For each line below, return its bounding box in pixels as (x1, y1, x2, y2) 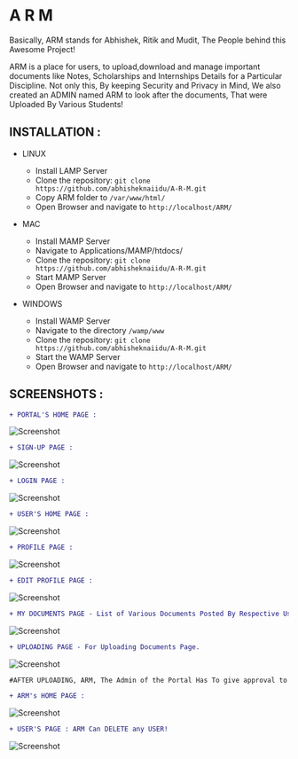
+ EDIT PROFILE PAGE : (9, 575, 93, 585)
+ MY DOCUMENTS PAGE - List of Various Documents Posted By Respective (9, 609, 279, 618)
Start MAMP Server (35, 271, 106, 282)
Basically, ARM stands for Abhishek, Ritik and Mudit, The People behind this (9, 35, 286, 45)
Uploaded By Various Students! (9, 98, 124, 109)
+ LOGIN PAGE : (9, 476, 66, 486)
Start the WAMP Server (35, 351, 121, 362)
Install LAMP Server (35, 165, 108, 176)
